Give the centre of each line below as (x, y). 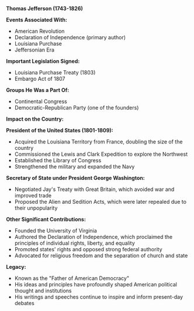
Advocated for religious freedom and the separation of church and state (101, 255)
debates (25, 303)
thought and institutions (43, 291)
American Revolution (39, 31)
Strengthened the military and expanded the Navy (75, 167)
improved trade (33, 195)
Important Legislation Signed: (43, 61)
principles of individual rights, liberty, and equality (75, 243)
